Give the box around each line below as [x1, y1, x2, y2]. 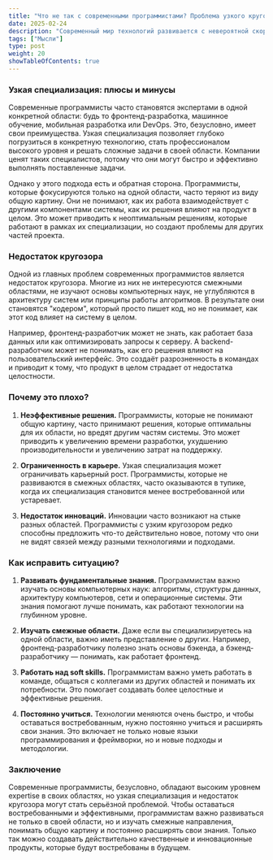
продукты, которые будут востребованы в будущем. [8, 843, 191, 853]
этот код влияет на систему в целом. [8, 312, 137, 322]
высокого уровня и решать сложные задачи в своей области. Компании [8, 146, 260, 155]
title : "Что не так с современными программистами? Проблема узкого [8, 11, 245, 20]
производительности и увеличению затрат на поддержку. [19, 445, 223, 454]
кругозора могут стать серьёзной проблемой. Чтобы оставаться [8, 800, 235, 810]
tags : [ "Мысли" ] [8, 34, 63, 43]
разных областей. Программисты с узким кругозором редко [19, 519, 233, 529]
